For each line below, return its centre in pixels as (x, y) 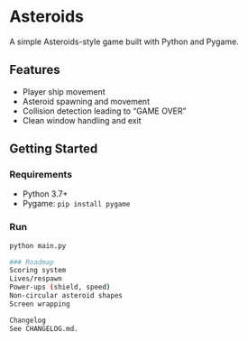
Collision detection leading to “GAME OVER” (104, 111)
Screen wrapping (40, 304)
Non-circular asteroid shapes (66, 296)
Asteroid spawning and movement (86, 101)
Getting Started (54, 149)
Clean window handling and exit (82, 120)
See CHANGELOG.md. (44, 328)
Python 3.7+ (45, 194)
